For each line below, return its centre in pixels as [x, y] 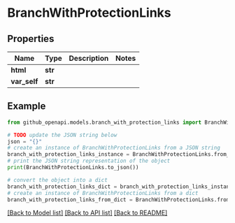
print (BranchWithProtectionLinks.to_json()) [73, 168]
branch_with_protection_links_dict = [62, 187]
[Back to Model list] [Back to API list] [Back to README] [87, 213]
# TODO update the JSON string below [62, 135]
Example [27, 106]
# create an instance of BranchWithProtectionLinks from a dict [103, 193]
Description [89, 58]
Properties [31, 39]
